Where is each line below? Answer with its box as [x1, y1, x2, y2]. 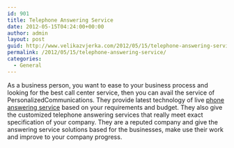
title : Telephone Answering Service [7, 17, 114, 24]
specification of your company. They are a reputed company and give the [7, 117, 218, 126]
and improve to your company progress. [7, 133, 123, 141]
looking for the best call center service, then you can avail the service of [7, 88, 215, 97]
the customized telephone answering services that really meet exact [7, 110, 203, 119]
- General [13, 62, 42, 69]
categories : [7, 56, 42, 63]
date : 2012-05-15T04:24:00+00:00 [7, 23, 104, 30]
